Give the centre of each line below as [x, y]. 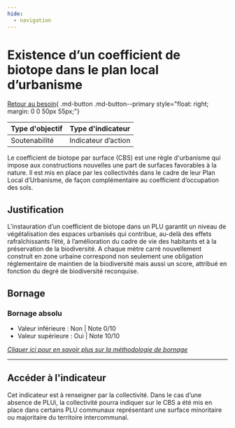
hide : [15, 14]
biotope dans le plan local [83, 70]
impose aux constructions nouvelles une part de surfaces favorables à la [112, 165]
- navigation [33, 20]
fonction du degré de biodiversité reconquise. [73, 271]
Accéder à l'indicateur [57, 378]
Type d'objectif [37, 129]
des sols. [20, 188]
